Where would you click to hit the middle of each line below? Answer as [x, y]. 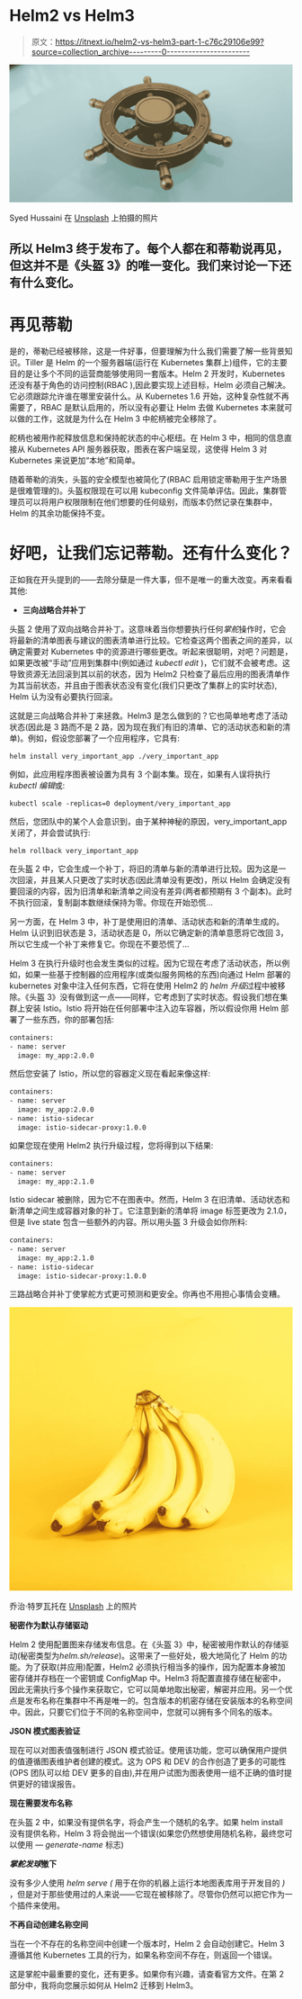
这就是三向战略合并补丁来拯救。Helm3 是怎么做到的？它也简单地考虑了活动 [148, 716]
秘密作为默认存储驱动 [49, 1625]
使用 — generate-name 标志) [70, 1845]
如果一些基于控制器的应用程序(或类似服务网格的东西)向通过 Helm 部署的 [158, 975]
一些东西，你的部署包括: [70, 1020]
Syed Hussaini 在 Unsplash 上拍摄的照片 [84, 218]
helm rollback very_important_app [74, 851]
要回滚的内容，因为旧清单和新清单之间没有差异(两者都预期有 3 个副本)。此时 [151, 891]
